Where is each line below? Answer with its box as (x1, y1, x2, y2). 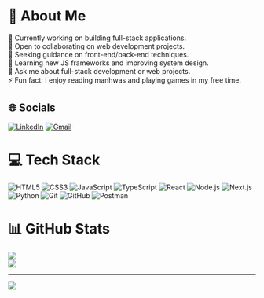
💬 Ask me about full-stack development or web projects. (8, 66, 191, 75)
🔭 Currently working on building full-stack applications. (8, 33, 187, 42)
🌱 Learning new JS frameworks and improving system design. (8, 58, 210, 68)
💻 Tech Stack (8, 151, 101, 168)
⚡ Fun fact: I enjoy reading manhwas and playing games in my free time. (8, 75, 242, 85)
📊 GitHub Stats (8, 219, 111, 237)
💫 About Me (8, 7, 86, 25)
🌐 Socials (8, 101, 57, 115)
